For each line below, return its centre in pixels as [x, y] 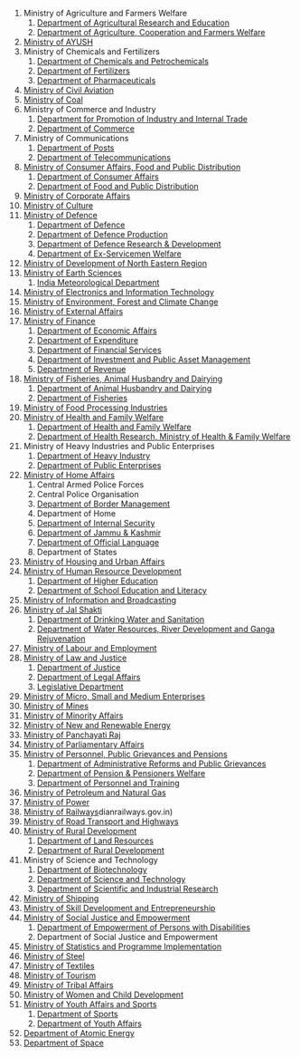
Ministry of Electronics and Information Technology [119, 292]
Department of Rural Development [101, 850]
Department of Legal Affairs [89, 677]
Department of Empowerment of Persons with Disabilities [144, 927]
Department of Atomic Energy [79, 1033]
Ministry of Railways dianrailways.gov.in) [98, 812]
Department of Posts [75, 148]
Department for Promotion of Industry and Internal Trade [142, 119]
